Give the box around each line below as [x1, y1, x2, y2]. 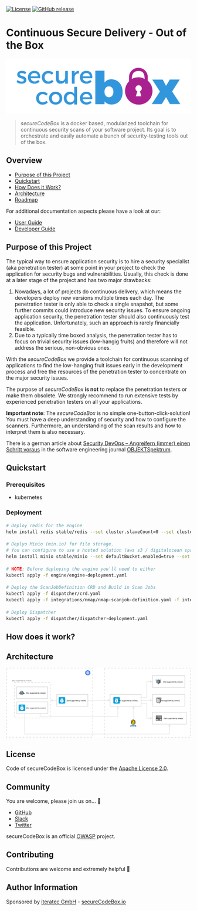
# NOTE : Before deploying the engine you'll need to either [6, 566, 157, 572]
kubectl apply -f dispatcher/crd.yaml [6, 591, 101, 597]
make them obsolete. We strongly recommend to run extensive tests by [6, 391, 179, 399]
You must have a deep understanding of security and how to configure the [6, 416, 186, 423]
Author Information [6, 882, 78, 893]
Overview [6, 156, 43, 166]
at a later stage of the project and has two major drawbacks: [6, 276, 152, 283]
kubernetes [14, 494, 43, 501]
